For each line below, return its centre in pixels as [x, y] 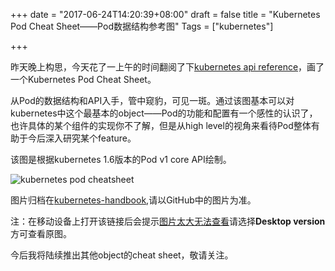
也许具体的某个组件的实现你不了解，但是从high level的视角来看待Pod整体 [161, 125]
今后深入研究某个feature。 [82, 138]
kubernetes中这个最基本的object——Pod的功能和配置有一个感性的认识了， [164, 113]
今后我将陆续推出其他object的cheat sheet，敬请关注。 [122, 255]
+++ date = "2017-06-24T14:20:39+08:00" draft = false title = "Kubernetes [165, 14]
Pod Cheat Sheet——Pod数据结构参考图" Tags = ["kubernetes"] [142, 26]
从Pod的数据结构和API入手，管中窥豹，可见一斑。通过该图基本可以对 [152, 100]
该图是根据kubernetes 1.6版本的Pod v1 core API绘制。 [121, 159]
